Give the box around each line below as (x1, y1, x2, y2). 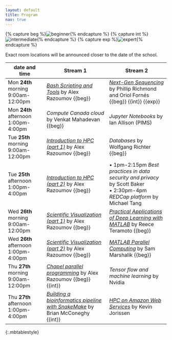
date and (13, 64, 36, 71)
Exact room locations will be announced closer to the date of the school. (5, 52, 158, 58)
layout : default (5, 7, 40, 13)
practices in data (109, 168, 150, 175)
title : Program (5, 12, 38, 17)
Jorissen (109, 310, 131, 317)
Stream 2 (125, 67, 148, 74)
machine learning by (109, 273, 159, 280)
